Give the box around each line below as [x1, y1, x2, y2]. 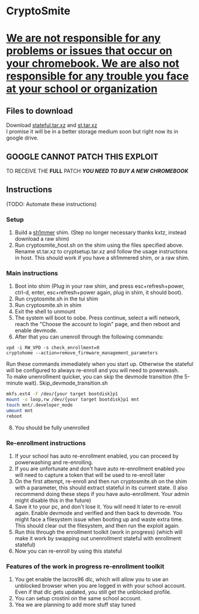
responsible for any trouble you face [6, 70, 189, 83]
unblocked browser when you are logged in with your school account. [14, 582, 186, 590]
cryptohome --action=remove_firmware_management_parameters [6, 350, 159, 356]
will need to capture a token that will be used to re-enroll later [14, 472, 166, 479]
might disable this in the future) [14, 497, 91, 504]
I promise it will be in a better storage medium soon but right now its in [6, 128, 178, 135]
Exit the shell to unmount [14, 308, 76, 315]
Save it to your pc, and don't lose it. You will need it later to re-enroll [14, 503, 181, 510]
